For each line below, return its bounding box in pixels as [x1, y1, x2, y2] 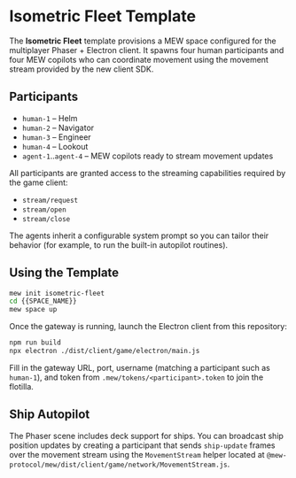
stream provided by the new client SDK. [9, 64, 154, 74]
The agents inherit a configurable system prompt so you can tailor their [9, 230, 269, 241]
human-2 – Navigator [21, 122, 95, 133]
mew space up [9, 305, 58, 314]
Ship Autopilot [9, 407, 90, 422]
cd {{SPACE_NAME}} [9, 297, 77, 306]
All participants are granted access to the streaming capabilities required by [9, 167, 286, 178]
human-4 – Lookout [21, 141, 89, 151]
